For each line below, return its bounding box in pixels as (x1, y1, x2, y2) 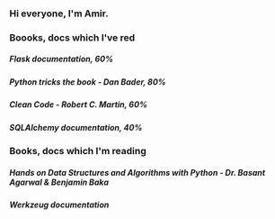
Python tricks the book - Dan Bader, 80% (9, 76, 166, 87)
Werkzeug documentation (9, 199, 110, 210)
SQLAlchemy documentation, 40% (9, 122, 143, 132)
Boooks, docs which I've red (9, 31, 136, 43)
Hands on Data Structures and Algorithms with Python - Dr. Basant (9, 167, 266, 178)
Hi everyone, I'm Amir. (9, 7, 110, 20)
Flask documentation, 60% (9, 53, 114, 65)
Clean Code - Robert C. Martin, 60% (9, 99, 148, 110)
